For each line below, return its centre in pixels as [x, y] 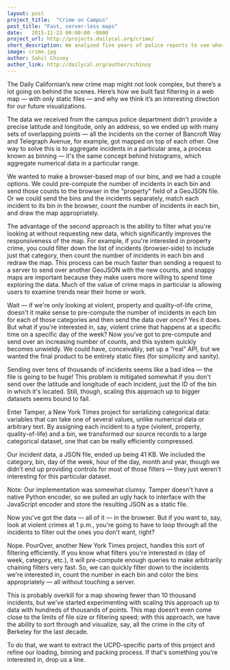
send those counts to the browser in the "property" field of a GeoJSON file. [113, 191]
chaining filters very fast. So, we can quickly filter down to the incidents [108, 567]
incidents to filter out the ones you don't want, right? [81, 532]
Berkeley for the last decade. [48, 632]
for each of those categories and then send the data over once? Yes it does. [114, 319]
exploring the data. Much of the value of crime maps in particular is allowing [114, 284]
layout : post [26, 13]
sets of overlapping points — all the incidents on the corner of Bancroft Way [114, 134]
